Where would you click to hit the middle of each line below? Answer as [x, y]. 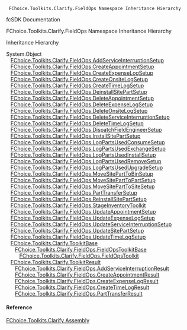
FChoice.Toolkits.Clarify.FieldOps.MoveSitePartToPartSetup [83, 180]
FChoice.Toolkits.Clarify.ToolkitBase [54, 243]
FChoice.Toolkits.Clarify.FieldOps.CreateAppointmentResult [87, 275]
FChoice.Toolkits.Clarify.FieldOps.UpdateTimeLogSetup [78, 237]
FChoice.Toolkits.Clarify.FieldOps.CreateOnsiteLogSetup [79, 79]
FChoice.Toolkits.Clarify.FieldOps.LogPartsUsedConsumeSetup [88, 142]
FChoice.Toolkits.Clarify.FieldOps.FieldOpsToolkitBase [80, 250]
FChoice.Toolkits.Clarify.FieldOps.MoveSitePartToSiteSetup [83, 186]
